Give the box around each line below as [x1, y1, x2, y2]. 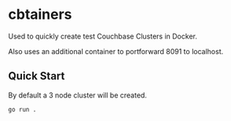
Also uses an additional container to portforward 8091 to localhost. [8, 46, 224, 56]
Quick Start [8, 69, 65, 83]
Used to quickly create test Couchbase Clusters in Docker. [8, 31, 198, 41]
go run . [8, 105, 37, 113]
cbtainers [8, 5, 72, 24]
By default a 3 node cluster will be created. [8, 90, 148, 100]
